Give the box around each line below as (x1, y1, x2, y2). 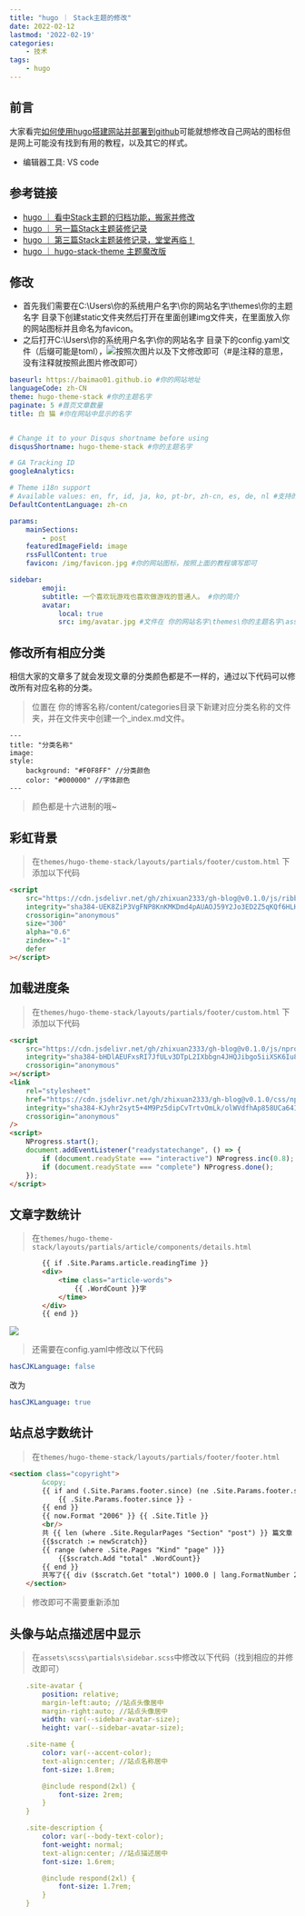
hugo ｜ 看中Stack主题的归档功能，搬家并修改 (22, 211, 195, 223)
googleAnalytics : (9, 467, 75, 476)
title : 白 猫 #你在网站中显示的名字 (9, 409, 132, 418)
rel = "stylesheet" (25, 1086, 92, 1095)
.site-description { (25, 1823, 103, 1832)
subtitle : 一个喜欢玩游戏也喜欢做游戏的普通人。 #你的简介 (42, 592, 240, 601)
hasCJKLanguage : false (9, 1362, 95, 1372)
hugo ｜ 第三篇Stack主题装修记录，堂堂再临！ (22, 234, 195, 245)
